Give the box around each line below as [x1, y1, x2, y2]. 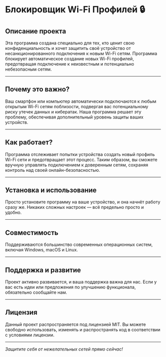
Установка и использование [5, 186, 97, 195]
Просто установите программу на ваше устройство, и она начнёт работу [5, 199, 161, 205]
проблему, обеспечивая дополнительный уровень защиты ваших [5, 114, 144, 120]
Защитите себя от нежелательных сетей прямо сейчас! [5, 346, 123, 352]
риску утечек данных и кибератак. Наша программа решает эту [5, 109, 142, 115]
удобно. [5, 209, 22, 215]
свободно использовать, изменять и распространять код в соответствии [5, 326, 161, 332]
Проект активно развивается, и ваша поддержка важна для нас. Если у [5, 279, 157, 285]
